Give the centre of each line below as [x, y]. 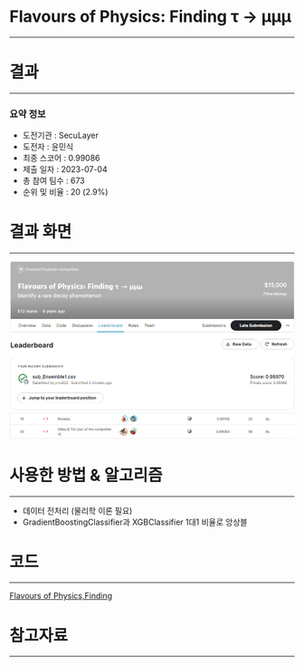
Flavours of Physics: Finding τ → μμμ [151, 17]
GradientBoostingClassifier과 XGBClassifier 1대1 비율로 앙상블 [135, 522]
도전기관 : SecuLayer [61, 135]
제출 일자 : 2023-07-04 [65, 169]
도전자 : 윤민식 [48, 147]
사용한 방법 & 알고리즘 [86, 475]
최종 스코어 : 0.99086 [61, 158]
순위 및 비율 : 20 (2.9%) [65, 192]
